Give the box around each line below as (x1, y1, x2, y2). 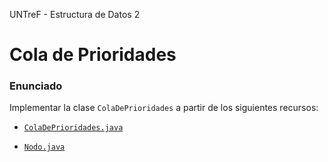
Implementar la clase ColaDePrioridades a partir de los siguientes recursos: (9, 102, 319, 114)
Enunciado (9, 79, 63, 93)
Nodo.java (23, 142, 66, 153)
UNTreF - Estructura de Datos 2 (9, 9, 141, 20)
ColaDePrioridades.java (23, 123, 124, 133)
